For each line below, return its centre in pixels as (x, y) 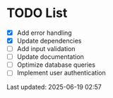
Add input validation (46, 49)
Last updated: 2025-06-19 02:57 (54, 87)
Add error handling (44, 33)
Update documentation (50, 57)
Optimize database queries (56, 65)
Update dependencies (49, 41)
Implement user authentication (61, 73)
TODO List (37, 13)
